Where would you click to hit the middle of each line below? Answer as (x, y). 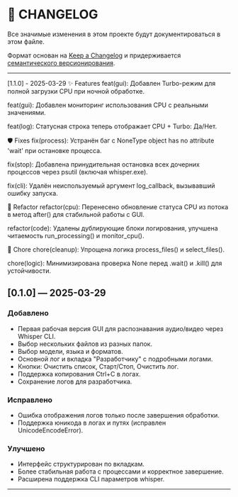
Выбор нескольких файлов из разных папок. (85, 344)
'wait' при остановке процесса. (55, 150)
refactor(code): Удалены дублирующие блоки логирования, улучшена (113, 228)
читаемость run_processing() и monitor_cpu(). (76, 235)
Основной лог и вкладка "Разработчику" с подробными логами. (115, 359)
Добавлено (28, 313)
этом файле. (26, 41)
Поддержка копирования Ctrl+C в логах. (79, 374)
